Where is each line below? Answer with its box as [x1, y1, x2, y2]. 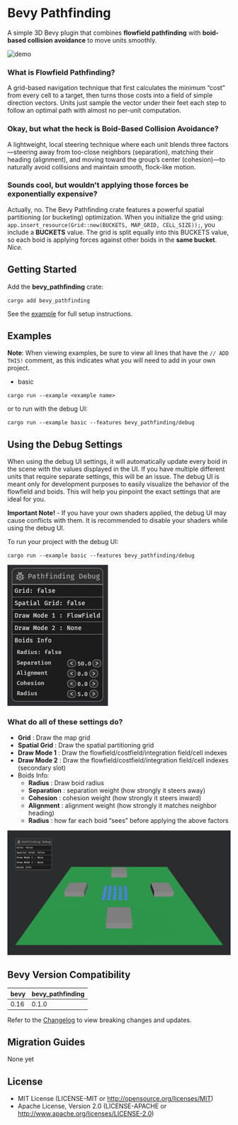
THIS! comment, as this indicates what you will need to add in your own [7, 356, 216, 365]
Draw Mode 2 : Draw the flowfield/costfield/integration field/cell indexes [17, 755, 229, 764]
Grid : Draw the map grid [17, 733, 91, 742]
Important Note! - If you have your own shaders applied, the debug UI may [7, 509, 227, 517]
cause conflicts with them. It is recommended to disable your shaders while [7, 516, 228, 525]
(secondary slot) [17, 763, 66, 772]
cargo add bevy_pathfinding [7, 297, 91, 304]
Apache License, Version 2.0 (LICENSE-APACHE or [17, 1102, 167, 1111]
